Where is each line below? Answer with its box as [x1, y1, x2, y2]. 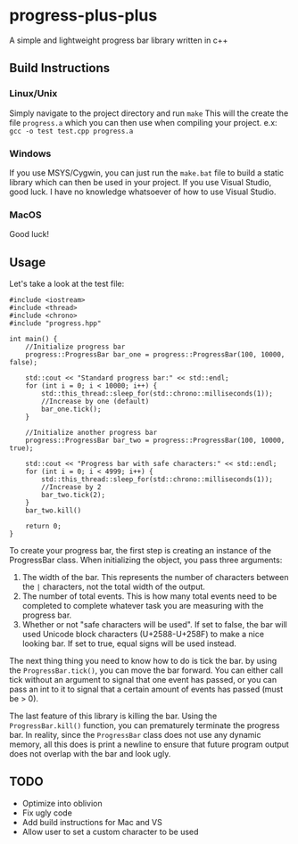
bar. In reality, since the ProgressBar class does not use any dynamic [9, 730, 261, 741]
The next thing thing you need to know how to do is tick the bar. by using [9, 656, 277, 667]
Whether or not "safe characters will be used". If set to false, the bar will [21, 619, 287, 630]
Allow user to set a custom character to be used [21, 826, 199, 837]
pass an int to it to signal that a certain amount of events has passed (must [9, 684, 284, 695]
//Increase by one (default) [41, 397, 150, 406]
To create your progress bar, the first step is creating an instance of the [9, 545, 272, 556]
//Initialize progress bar [25, 342, 126, 352]
